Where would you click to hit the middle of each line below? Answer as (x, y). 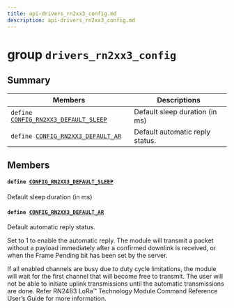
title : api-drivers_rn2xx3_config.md (62, 14)
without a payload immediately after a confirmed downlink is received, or (112, 248)
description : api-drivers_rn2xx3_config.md (71, 20)
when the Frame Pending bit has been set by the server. (87, 256)
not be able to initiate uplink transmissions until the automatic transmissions (116, 284)
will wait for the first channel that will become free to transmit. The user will (115, 277)
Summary (29, 80)
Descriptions (178, 100)
